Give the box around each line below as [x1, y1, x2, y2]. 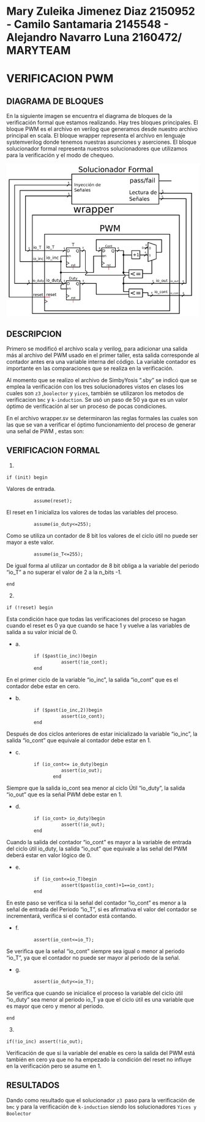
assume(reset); [33, 498, 72, 504]
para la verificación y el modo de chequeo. [6, 152, 114, 159]
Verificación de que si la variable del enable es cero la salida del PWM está [6, 1049, 195, 1056]
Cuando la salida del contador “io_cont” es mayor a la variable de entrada [6, 838, 192, 845]
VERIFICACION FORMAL [6, 445, 100, 456]
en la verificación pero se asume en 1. [6, 1062, 102, 1070]
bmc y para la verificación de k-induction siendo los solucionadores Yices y [6, 1103, 197, 1110]
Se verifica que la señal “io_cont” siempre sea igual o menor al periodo [6, 947, 185, 955]
